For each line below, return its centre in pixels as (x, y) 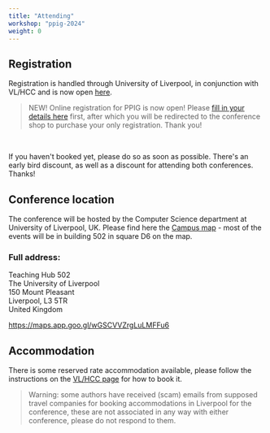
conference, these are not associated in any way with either (128, 412)
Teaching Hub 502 (39, 275)
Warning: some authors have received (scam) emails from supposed (143, 395)
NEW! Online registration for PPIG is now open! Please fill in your (137, 108)
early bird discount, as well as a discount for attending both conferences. (131, 165)
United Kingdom (36, 310)
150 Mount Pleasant (41, 292)
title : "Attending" (41, 16)
